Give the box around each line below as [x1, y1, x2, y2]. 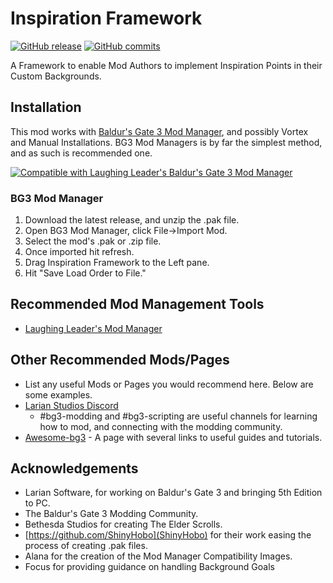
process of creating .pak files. [24, 540, 148, 552]
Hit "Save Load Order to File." [24, 267, 147, 279]
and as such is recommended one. [10, 147, 153, 159]
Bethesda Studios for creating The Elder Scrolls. [24, 518, 223, 531]
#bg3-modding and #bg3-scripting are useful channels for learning [39, 410, 318, 422]
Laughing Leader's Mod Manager [24, 322, 163, 334]
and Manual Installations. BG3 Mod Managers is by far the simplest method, [10, 136, 323, 148]
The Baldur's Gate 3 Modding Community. [24, 508, 199, 520]
